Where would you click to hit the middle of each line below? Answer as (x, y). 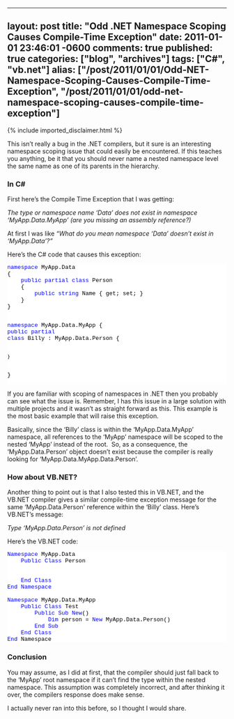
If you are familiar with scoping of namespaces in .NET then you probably (112, 394)
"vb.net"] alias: (41, 70)
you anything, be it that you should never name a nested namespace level (113, 158)
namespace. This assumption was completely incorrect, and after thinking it (116, 687)
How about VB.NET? (42, 477)
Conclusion (27, 657)
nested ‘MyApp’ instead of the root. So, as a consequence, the (97, 444)
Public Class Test (49, 607)
